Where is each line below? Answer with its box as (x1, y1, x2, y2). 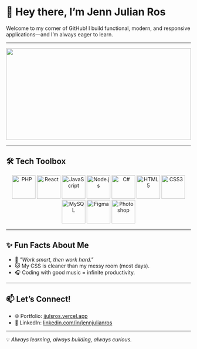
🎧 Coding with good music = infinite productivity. (14, 269, 135, 276)
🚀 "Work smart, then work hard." (14, 256, 94, 263)
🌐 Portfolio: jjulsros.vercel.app (14, 313, 88, 320)
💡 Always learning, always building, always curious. (6, 336, 132, 343)
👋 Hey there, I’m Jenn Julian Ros (6, 5, 166, 19)
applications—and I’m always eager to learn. (6, 31, 113, 38)
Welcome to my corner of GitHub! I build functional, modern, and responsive (6, 25, 191, 32)
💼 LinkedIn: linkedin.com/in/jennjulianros (14, 319, 113, 326)
